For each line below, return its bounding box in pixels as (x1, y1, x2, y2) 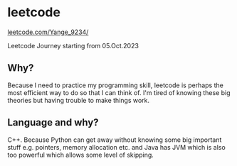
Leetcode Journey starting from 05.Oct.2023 (7, 41, 139, 50)
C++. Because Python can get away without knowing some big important (7, 135, 222, 144)
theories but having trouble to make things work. (7, 96, 150, 104)
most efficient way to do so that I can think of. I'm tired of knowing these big (7, 88, 231, 96)
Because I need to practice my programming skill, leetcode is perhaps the (7, 81, 224, 89)
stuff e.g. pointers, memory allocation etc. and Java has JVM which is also (7, 143, 226, 151)
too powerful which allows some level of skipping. (7, 150, 154, 159)
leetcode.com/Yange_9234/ (7, 28, 89, 36)
